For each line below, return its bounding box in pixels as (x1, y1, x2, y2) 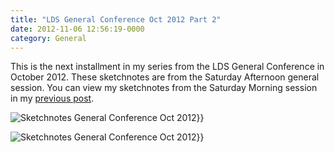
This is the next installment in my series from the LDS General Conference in (10, 61, 325, 73)
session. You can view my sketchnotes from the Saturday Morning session (10, 82, 318, 94)
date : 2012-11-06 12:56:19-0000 (10, 24, 145, 34)
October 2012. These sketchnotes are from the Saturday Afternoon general (10, 71, 320, 83)
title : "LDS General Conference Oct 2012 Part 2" (10, 14, 222, 25)
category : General (10, 33, 87, 43)
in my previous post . (10, 92, 95, 105)
